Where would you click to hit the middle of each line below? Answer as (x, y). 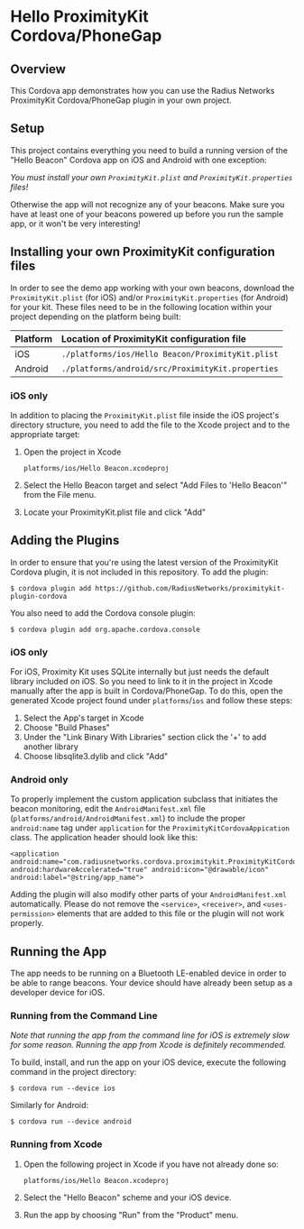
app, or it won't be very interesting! (75, 224)
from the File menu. (60, 494)
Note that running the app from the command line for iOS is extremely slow (150, 1035)
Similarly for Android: (50, 1105)
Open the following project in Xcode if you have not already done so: (151, 1164)
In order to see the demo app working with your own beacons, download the (152, 288)
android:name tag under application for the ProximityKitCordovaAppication (150, 828)
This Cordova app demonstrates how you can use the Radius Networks (143, 91)
